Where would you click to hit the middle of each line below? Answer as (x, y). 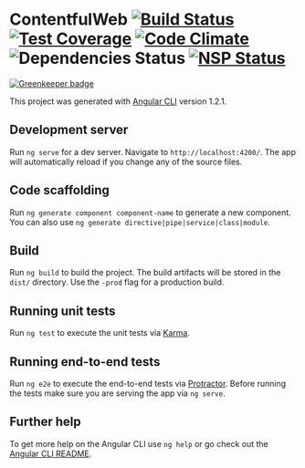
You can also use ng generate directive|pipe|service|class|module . (140, 222)
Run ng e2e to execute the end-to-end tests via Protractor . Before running (148, 384)
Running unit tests (63, 311)
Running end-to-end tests (85, 362)
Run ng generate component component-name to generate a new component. (151, 212)
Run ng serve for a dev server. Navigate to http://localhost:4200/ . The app (153, 151)
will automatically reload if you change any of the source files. (126, 161)
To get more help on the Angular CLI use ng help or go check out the (139, 443)
